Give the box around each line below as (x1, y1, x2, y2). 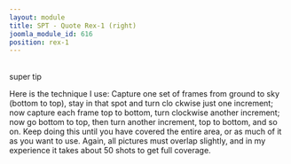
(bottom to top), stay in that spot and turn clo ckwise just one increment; (9, 98, 273, 109)
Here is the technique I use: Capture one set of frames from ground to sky (9, 89, 280, 99)
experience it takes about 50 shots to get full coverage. (9, 145, 211, 156)
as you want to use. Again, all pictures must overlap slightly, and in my (9, 136, 266, 146)
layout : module (9, 12, 66, 22)
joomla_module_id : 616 (9, 29, 93, 38)
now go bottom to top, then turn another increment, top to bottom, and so (9, 117, 278, 128)
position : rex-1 (9, 37, 69, 47)
